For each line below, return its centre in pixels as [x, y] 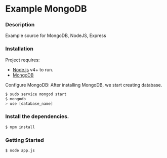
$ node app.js [20, 150]
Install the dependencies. [37, 116]
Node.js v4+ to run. [33, 69]
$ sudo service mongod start [36, 94]
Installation [19, 49]
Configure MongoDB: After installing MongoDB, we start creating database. [84, 85]
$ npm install [20, 127]
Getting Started [25, 140]
